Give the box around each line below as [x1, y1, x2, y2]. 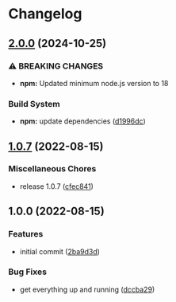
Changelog [8, 5, 82, 23]
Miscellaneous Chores [8, 163, 97, 175]
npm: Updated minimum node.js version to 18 [19, 78, 169, 88]
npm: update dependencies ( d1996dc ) [19, 116, 146, 126]
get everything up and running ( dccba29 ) [19, 284, 155, 294]
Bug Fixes [8, 266, 48, 277]
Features [8, 229, 44, 240]
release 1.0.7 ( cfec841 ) [19, 181, 94, 191]
